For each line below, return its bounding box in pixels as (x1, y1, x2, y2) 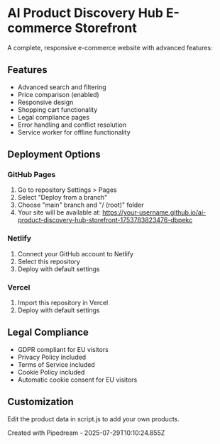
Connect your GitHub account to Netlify (17, 249, 133, 258)
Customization (7, 396, 75, 408)
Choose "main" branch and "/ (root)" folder (17, 200, 144, 210)
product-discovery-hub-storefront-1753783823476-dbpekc (17, 216, 193, 224)
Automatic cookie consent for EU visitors (17, 375, 138, 384)
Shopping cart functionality (17, 105, 98, 114)
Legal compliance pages (17, 113, 90, 121)
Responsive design (17, 98, 74, 106)
